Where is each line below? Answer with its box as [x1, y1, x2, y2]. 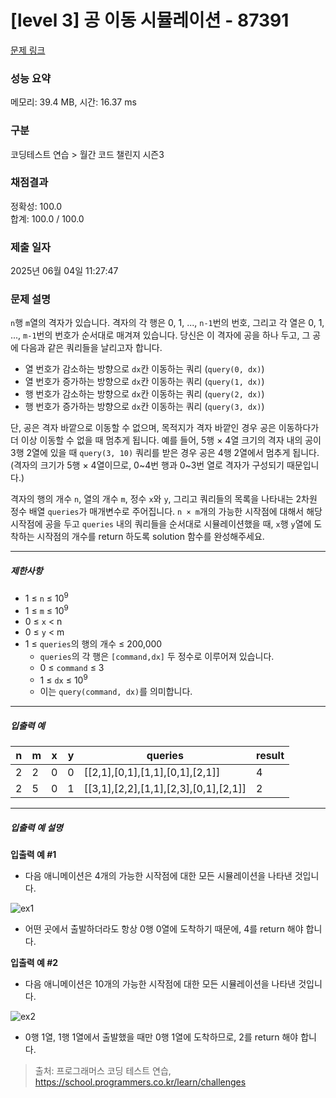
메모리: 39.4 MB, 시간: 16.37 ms [10, 96, 137, 108]
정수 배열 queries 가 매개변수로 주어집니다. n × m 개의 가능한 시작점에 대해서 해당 [10, 506, 323, 518]
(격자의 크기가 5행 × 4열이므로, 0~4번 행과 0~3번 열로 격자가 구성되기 [10, 459, 285, 471]
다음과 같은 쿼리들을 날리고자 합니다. [20, 342, 163, 354]
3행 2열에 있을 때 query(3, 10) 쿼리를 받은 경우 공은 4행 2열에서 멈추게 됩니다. [10, 447, 320, 459]
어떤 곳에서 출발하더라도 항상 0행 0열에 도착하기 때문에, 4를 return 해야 [24, 923, 304, 935]
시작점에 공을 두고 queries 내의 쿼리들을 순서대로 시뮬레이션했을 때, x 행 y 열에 [10, 518, 312, 530]
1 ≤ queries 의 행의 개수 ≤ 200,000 [24, 637, 163, 650]
